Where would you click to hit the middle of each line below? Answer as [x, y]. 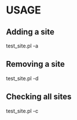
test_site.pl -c [22, 111]
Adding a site [30, 32]
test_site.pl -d [22, 78]
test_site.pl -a [22, 46]
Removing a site [35, 64]
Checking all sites [39, 97]
